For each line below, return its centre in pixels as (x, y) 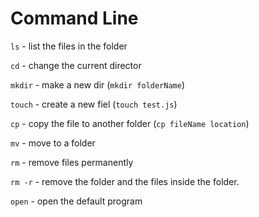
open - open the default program (76, 201)
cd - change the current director (76, 65)
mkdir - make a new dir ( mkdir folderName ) (98, 84)
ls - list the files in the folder (69, 46)
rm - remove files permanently (72, 162)
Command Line (74, 18)
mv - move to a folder (53, 143)
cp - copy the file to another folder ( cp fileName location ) (130, 123)
